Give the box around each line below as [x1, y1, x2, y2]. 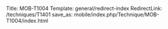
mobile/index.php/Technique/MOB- [74, 11, 160, 18]
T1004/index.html [6, 17, 49, 24]
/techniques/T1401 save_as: [6, 11, 73, 18]
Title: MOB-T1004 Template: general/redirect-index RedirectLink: [6, 5, 163, 12]
